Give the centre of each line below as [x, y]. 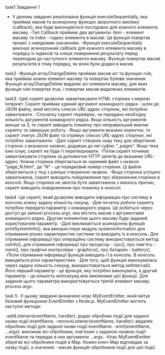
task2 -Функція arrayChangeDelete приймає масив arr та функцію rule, [79, 73]
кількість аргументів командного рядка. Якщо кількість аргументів [76, 120]
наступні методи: [23, 306]
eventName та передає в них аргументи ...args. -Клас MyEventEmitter [78, 337]
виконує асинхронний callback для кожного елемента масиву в [79, 48]
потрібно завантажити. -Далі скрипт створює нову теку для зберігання [80, 141]
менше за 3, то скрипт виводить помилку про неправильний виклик [77, 125]
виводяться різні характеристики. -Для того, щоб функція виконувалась [81, 260]
